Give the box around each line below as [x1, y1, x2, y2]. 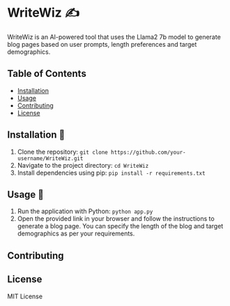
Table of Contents [7, 68, 87, 80]
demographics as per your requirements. [17, 229, 135, 238]
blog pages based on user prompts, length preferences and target [7, 40, 197, 48]
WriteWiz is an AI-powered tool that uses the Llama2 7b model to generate [7, 32, 221, 41]
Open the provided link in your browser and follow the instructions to [17, 214, 215, 223]
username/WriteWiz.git [17, 154, 84, 162]
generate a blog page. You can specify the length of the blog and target [17, 222, 224, 231]
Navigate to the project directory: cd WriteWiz [17, 161, 149, 169]
